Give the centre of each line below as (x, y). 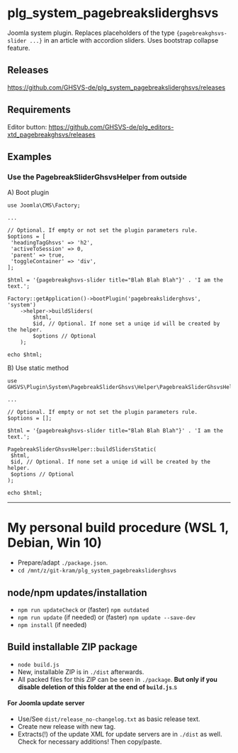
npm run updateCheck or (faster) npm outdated (83, 610)
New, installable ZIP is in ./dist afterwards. (81, 672)
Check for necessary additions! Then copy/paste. (90, 742)
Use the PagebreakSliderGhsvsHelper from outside (97, 177)
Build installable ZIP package (73, 647)
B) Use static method (38, 368)
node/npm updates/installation (77, 593)
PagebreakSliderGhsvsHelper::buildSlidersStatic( (82, 449)
